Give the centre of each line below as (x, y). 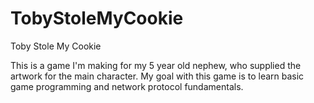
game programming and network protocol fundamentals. (127, 86)
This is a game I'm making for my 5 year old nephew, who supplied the (156, 65)
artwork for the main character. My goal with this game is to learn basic (157, 76)
